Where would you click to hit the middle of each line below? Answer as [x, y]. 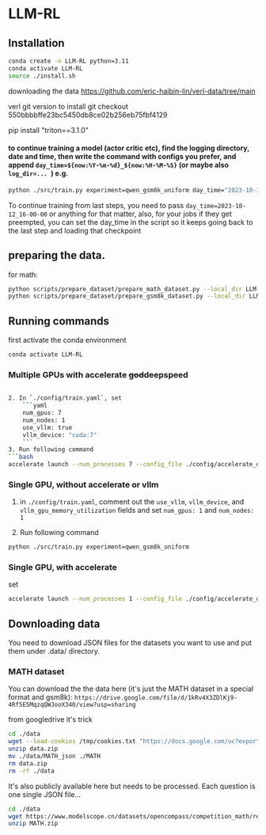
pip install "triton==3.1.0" [49, 130]
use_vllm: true [47, 427]
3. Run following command [51, 450]
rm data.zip [28, 763]
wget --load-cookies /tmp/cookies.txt [72, 742]
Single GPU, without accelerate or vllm [84, 484]
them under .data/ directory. [54, 651]
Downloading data [54, 623]
